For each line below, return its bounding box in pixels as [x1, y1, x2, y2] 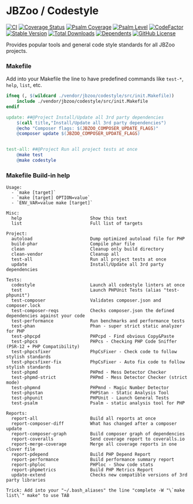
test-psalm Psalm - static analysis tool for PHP [11, 400, 185, 406]
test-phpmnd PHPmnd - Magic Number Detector [11, 385, 169, 391]
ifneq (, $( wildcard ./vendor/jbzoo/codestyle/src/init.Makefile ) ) [6, 93, 175, 99]
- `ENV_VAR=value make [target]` [11, 200, 93, 206]
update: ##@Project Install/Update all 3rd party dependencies [6, 114, 164, 120]
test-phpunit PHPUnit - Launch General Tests [11, 395, 169, 401]
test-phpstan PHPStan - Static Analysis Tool [11, 390, 169, 396]
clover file [6, 447, 35, 452]
